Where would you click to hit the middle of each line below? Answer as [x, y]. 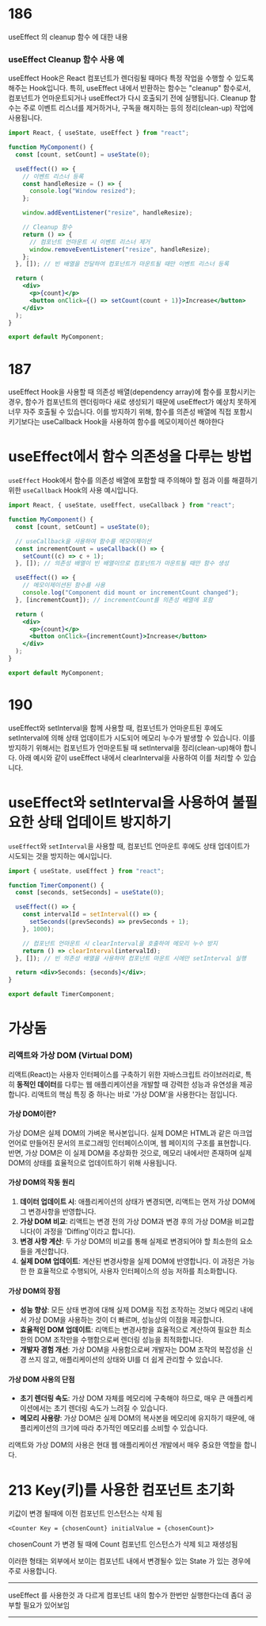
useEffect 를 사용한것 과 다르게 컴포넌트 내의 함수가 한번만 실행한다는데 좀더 [126, 1595]
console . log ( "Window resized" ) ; [82, 191]
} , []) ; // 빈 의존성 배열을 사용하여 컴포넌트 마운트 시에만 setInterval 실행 [131, 958]
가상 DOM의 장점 [34, 1291]
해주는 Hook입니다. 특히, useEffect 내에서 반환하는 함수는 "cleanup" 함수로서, [129, 88]
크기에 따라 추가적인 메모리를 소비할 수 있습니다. [134, 1428]
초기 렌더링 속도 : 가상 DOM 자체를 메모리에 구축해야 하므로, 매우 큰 [122, 1398]
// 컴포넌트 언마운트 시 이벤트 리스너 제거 [89, 242]
